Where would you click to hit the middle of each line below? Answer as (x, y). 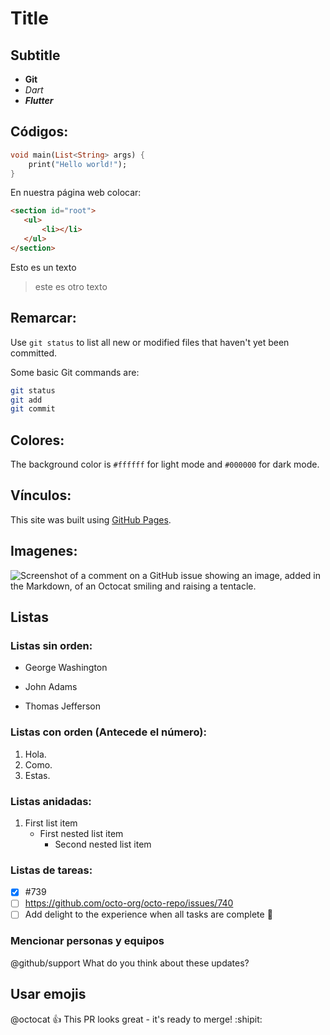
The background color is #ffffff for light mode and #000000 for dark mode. (165, 464)
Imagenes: (44, 551)
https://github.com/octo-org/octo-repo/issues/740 (129, 903)
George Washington (66, 668)
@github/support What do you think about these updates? (130, 963)
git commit (33, 409)
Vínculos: (41, 495)
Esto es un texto (43, 267)
